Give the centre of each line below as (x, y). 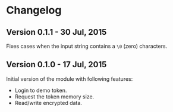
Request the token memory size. (54, 96)
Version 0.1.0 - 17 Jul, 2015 (56, 65)
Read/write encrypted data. (48, 103)
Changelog (34, 10)
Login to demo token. (41, 90)
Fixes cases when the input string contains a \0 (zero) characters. (87, 46)
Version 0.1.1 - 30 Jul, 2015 (56, 32)
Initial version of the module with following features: (70, 79)
